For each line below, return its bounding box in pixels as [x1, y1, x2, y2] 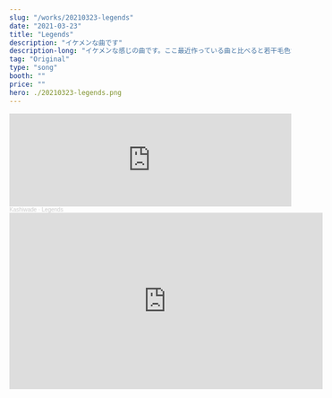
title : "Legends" [9, 30, 74, 39]
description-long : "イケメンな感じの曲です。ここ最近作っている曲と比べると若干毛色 [9, 47, 291, 56]
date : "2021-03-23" [9, 22, 82, 30]
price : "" [9, 80, 47, 89]
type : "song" [9, 64, 58, 73]
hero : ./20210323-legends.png [9, 88, 123, 97]
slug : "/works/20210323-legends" [9, 13, 134, 22]
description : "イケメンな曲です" [9, 38, 123, 48]
